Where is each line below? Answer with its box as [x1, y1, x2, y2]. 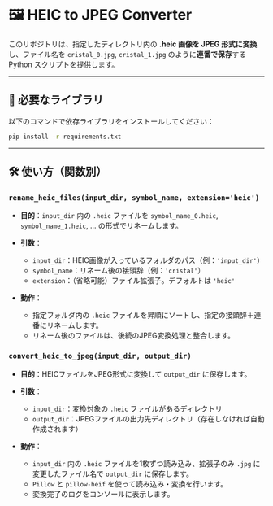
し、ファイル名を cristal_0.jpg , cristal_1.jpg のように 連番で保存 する [8, 49, 247, 59]
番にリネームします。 [32, 321, 103, 330]
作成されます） [32, 424, 83, 434]
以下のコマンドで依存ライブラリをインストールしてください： [8, 116, 214, 126]
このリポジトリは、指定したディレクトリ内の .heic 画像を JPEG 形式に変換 [8, 39, 258, 49]
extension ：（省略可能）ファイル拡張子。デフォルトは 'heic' [32, 276, 236, 286]
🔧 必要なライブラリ [8, 94, 104, 107]
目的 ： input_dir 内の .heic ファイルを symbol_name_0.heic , [19, 211, 219, 220]
